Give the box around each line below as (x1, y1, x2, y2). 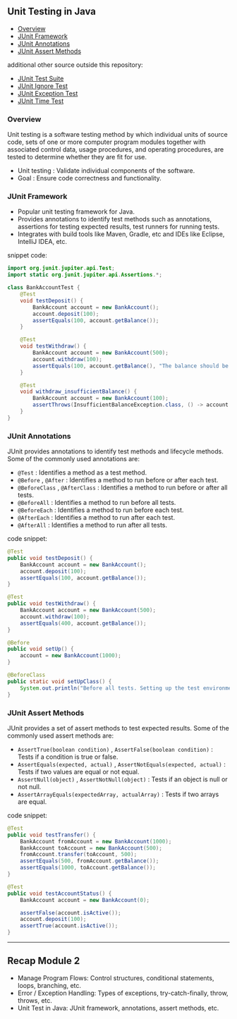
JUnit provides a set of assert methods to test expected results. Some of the (7, 724, 229, 732)
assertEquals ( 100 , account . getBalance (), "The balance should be (32, 362, 229, 370)
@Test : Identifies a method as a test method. (17, 468, 147, 477)
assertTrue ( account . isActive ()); (20, 922, 119, 929)
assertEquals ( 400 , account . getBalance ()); (20, 620, 147, 627)
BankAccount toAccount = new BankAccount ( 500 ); (20, 844, 162, 852)
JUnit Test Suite (17, 74, 64, 83)
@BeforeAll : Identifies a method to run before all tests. (17, 499, 176, 507)
